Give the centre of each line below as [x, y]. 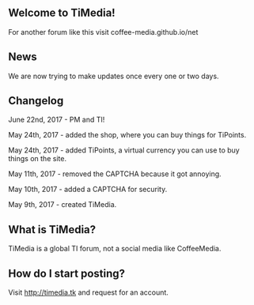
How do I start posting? [66, 273]
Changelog [36, 101]
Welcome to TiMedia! [62, 13]
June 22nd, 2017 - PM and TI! [57, 120]
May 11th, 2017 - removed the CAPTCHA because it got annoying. [115, 174]
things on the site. [38, 159]
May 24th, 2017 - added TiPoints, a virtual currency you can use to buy [124, 150]
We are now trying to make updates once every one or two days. [114, 76]
